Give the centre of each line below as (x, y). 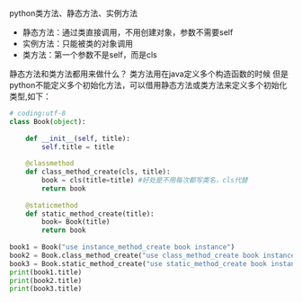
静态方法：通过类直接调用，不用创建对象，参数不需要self (128, 32)
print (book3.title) (46, 289)
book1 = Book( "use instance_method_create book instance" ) (122, 247)
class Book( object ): (48, 121)
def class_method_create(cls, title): (98, 172)
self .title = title (78, 147)
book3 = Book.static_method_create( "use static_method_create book (138, 263)
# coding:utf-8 (38, 113)
